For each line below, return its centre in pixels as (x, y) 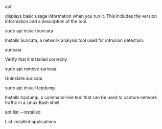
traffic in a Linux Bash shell (32, 103)
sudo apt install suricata (29, 31)
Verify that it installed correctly (36, 59)
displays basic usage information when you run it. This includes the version (81, 16)
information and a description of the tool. (46, 21)
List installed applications (31, 121)
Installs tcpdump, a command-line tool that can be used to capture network (81, 97)
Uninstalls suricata (24, 78)
